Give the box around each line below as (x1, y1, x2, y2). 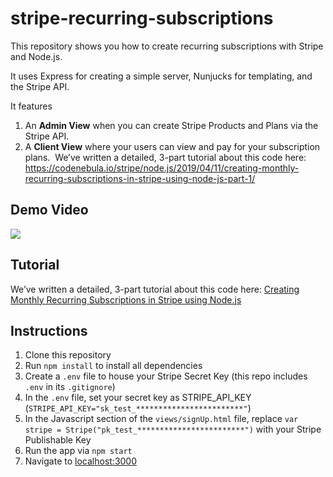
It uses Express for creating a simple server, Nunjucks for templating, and (10, 70, 313, 82)
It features (10, 100, 53, 112)
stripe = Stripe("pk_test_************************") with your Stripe (24, 423, 322, 436)
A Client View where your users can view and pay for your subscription (24, 140, 321, 152)
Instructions (10, 322, 88, 339)
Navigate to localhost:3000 (24, 455, 138, 467)
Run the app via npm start (24, 445, 133, 457)
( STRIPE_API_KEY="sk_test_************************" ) (24, 402, 252, 414)
